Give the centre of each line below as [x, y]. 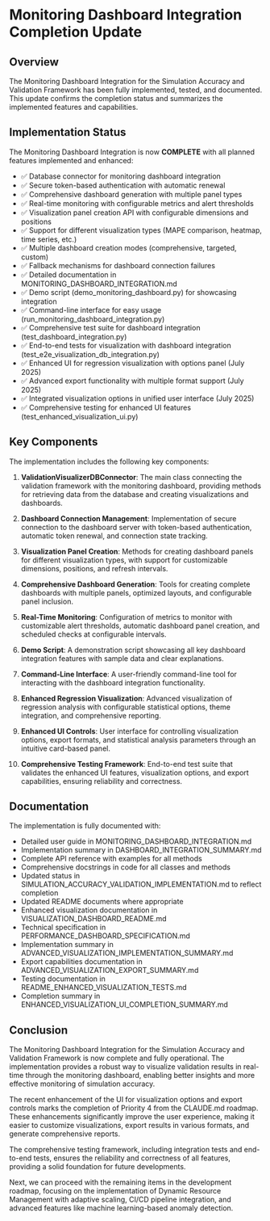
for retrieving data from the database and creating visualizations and [135, 494]
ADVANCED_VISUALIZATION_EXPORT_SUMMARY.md [110, 970]
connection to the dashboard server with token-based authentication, [136, 527]
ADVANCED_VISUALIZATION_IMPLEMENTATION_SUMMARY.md [127, 953]
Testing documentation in [63, 979]
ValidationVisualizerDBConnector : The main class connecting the [131, 477]
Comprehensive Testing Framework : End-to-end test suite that [127, 764]
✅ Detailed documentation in [69, 274]
